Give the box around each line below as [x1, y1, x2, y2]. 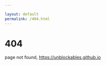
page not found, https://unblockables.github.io [5, 54, 101, 60]
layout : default [5, 11, 39, 16]
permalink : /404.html [5, 16, 50, 21]
